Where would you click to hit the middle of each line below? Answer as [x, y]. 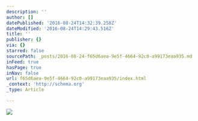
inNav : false [23, 73]
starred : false [25, 51]
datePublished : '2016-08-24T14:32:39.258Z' [62, 23]
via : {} [16, 46]
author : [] [20, 17]
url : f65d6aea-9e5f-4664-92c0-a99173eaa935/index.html [76, 78]
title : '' [19, 34]
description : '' [26, 12]
